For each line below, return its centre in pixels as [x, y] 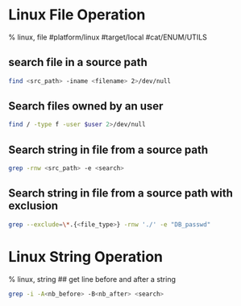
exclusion [33, 206]
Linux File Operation [77, 15]
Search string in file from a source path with [121, 194]
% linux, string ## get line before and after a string [92, 279]
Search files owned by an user [86, 106]
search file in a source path [78, 62]
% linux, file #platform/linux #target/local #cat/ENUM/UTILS [108, 37]
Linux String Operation [86, 256]
